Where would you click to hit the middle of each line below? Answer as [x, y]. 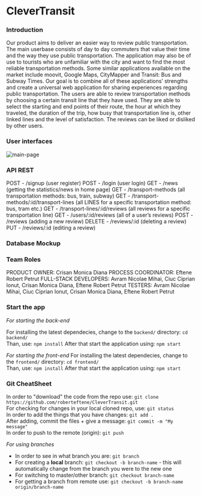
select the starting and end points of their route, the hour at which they [94, 107]
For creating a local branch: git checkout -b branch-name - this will [98, 462]
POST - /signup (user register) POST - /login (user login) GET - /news [92, 183]
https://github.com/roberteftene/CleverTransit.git [72, 402]
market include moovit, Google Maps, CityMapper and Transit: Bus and [94, 75]
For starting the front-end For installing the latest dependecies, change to [97, 355]
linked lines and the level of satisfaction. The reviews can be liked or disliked [100, 119]
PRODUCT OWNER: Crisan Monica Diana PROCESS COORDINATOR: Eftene [99, 273]
